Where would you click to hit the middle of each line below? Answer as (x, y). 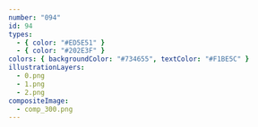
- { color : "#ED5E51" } (60, 42)
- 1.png (31, 84)
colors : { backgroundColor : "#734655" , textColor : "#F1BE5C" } (129, 59)
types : (21, 34)
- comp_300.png (45, 109)
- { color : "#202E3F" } (60, 51)
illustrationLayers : (47, 68)
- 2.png (31, 92)
